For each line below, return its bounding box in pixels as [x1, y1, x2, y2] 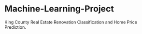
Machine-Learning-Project [4, 3, 114, 14]
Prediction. [4, 24, 26, 30]
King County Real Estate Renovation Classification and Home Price [4, 19, 137, 25]
